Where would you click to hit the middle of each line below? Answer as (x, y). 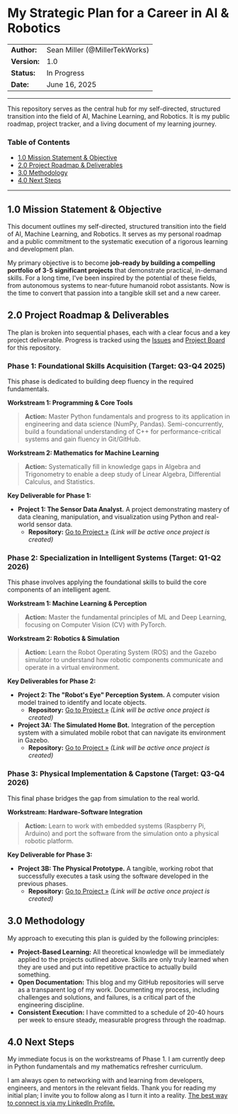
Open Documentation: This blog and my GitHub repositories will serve (121, 982)
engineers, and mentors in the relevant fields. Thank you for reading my (112, 1088)
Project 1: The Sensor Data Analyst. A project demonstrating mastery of (124, 509)
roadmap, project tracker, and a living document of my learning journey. (112, 124)
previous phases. (43, 883)
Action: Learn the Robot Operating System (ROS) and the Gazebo (121, 652)
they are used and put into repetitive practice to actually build (107, 967)
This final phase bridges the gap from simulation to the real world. (103, 798)
